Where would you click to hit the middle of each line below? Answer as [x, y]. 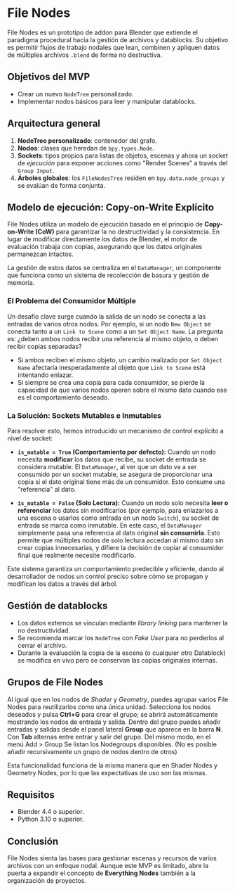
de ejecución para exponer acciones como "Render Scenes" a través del [122, 163]
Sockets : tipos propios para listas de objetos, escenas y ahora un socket [122, 155]
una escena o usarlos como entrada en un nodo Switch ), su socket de [118, 518]
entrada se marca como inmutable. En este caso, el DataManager [109, 525]
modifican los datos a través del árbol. [62, 584]
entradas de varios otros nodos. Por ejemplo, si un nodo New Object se [109, 324]
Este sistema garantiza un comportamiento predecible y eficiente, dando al [116, 568]
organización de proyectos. [47, 881]
